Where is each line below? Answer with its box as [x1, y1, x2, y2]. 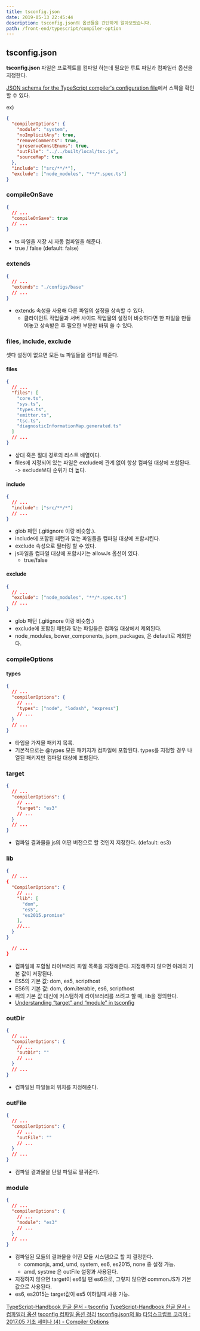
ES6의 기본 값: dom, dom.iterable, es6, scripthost [14, 984, 134, 992]
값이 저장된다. [21, 969, 54, 977]
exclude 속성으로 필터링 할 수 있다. [14, 542, 97, 550]
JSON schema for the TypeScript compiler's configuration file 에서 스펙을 [6, 84, 184, 91]
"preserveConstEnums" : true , [17, 143, 90, 149]
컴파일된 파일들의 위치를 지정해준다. [14, 1083, 99, 1091]
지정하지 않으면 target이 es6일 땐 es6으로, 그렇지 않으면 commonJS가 [14, 1275, 180, 1283]
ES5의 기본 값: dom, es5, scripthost [14, 977, 100, 984]
